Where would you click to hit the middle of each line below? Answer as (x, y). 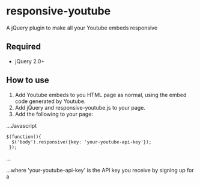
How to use (28, 80)
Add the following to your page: (54, 114)
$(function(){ (24, 137)
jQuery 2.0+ (30, 61)
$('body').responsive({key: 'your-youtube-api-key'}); (82, 142)
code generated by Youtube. (50, 101)
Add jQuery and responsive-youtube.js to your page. (80, 107)
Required (23, 47)
